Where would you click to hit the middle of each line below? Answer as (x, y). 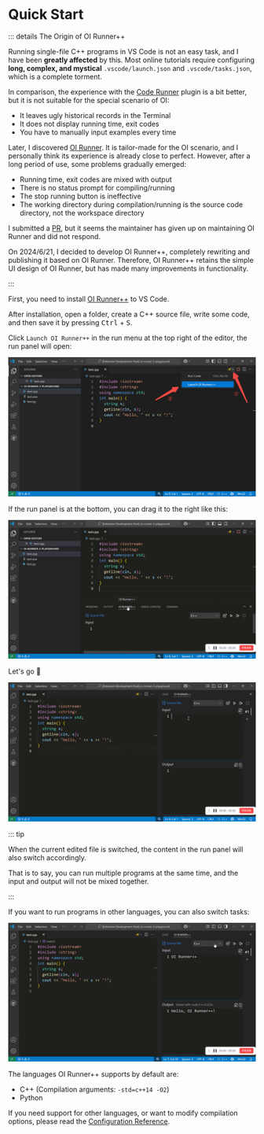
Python (31, 1098)
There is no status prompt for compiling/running (97, 187)
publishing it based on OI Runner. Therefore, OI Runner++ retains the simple (131, 260)
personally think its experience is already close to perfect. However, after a (129, 156)
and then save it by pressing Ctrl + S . (70, 322)
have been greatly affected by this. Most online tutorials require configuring (132, 60)
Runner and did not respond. (54, 236)
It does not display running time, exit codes (89, 124)
